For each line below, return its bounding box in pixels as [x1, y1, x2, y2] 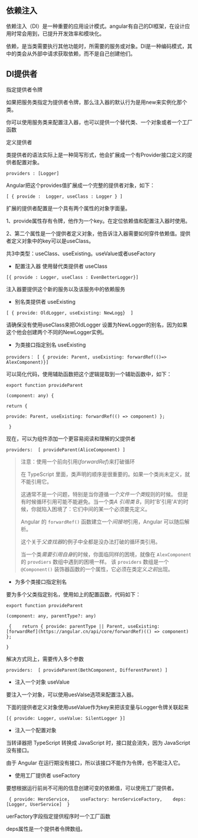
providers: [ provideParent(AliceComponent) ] [6, 447, 126, 453]
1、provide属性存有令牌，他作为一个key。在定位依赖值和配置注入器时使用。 [6, 217, 191, 224]
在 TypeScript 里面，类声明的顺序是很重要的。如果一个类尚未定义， [20, 471, 185, 478]
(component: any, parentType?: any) [6, 613, 96, 619]
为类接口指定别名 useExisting [14, 341, 86, 348]
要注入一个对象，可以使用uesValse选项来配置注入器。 [6, 691, 137, 698]
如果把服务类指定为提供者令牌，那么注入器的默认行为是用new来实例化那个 [6, 99, 187, 106]
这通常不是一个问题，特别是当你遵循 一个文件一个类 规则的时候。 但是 [20, 490, 188, 497]
